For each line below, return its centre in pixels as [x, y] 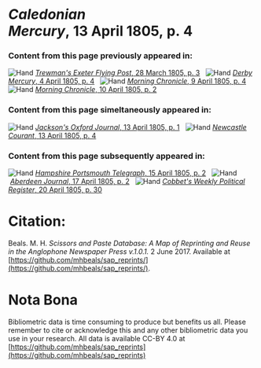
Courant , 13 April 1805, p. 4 [52, 135]
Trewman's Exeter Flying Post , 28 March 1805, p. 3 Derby [144, 73]
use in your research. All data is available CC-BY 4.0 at [97, 338]
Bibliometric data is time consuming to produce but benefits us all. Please [127, 322]
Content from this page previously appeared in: [100, 56]
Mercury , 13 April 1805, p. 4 [101, 31]
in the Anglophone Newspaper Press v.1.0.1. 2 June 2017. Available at [119, 252]
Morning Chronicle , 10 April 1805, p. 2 [96, 90]
